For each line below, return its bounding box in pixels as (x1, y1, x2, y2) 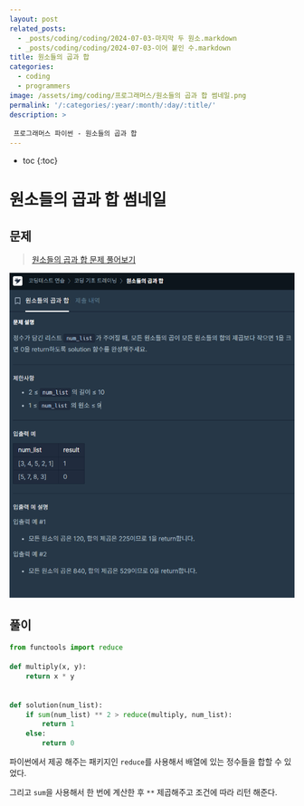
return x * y (25, 672, 75, 681)
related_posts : (9, 24, 67, 34)
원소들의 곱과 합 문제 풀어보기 (31, 254, 136, 265)
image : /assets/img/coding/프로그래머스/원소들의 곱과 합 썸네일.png (9, 91, 247, 100)
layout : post (9, 14, 59, 24)
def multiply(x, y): (9, 662, 88, 672)
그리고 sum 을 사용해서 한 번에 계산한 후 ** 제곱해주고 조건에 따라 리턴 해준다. (9, 787, 278, 797)
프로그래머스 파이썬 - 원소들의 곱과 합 (13, 130, 138, 139)
